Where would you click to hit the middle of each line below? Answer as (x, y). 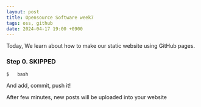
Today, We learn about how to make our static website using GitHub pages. (101, 46)
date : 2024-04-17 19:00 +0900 (45, 29)
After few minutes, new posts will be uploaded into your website (87, 97)
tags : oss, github (30, 23)
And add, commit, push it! (39, 86)
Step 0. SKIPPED (31, 62)
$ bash (17, 74)
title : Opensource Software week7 (50, 18)
